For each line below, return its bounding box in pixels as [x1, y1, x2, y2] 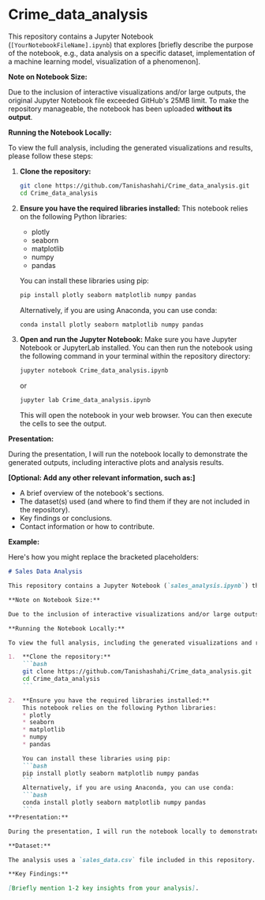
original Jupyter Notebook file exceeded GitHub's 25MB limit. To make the [8, 95, 249, 105]
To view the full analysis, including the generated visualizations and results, [8, 143, 254, 152]
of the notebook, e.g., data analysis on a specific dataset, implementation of [8, 48, 256, 58]
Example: [8, 537, 40, 547]
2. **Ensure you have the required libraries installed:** [8, 696, 211, 705]
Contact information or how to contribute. [19, 522, 155, 531]
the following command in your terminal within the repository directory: [19, 351, 251, 361]
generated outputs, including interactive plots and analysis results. [8, 458, 225, 467]
